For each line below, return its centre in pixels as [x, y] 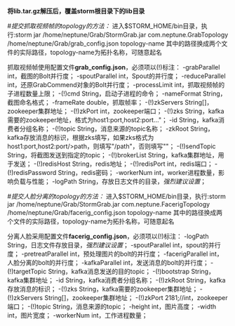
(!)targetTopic [27, 271]
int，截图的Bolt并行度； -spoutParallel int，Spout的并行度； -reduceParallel [116, 76]
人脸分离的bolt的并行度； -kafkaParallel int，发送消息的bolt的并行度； [108, 262]
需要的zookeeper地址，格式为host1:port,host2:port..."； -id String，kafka [113, 120]
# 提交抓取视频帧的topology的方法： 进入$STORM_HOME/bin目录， [105, 26]
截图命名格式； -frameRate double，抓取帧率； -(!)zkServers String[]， [110, 102]
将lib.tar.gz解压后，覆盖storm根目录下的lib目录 [76, 11]
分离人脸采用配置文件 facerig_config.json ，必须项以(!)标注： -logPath [108, 236]
